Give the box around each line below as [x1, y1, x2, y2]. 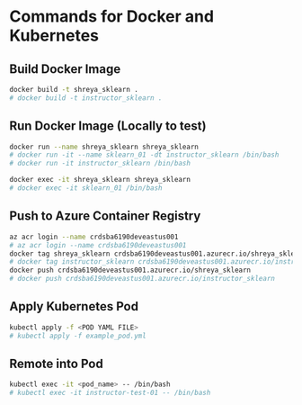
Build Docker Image [9, 61, 121, 76]
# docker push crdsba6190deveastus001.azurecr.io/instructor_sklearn [9, 274, 276, 283]
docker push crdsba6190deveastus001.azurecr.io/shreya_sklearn [9, 265, 252, 275]
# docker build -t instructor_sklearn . [9, 93, 164, 103]
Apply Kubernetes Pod [9, 299, 139, 314]
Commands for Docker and [9, 6, 214, 27]
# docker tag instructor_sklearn [9, 257, 135, 266]
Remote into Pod [9, 355, 103, 371]
